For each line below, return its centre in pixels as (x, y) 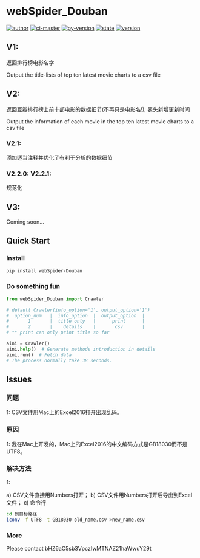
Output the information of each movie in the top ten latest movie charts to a (100, 121)
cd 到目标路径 (22, 514)
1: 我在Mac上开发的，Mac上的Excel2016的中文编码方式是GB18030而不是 (97, 444)
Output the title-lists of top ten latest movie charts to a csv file (83, 75)
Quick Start (28, 241)
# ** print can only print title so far (58, 332)
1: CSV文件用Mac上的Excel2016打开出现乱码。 (65, 412)
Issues (19, 379)
